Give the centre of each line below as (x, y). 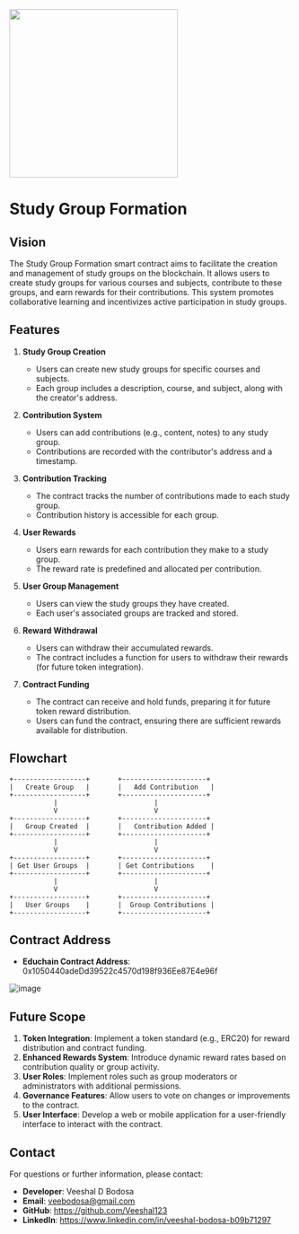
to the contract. (51, 1105)
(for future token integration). (89, 667)
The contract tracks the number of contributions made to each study (163, 495)
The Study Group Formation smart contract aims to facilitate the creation (144, 263)
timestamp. (57, 460)
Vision (28, 242)
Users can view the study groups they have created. (132, 603)
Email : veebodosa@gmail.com (79, 1201)
